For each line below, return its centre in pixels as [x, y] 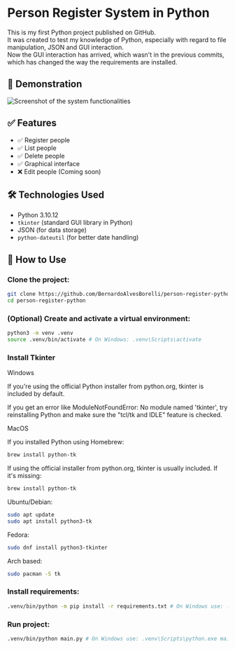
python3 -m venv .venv [40, 333]
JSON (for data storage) [52, 230]
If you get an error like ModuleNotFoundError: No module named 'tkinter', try [117, 407]
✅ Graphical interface [49, 163]
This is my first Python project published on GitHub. [81, 32]
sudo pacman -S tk [34, 574]
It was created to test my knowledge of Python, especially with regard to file [117, 39]
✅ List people [37, 148]
